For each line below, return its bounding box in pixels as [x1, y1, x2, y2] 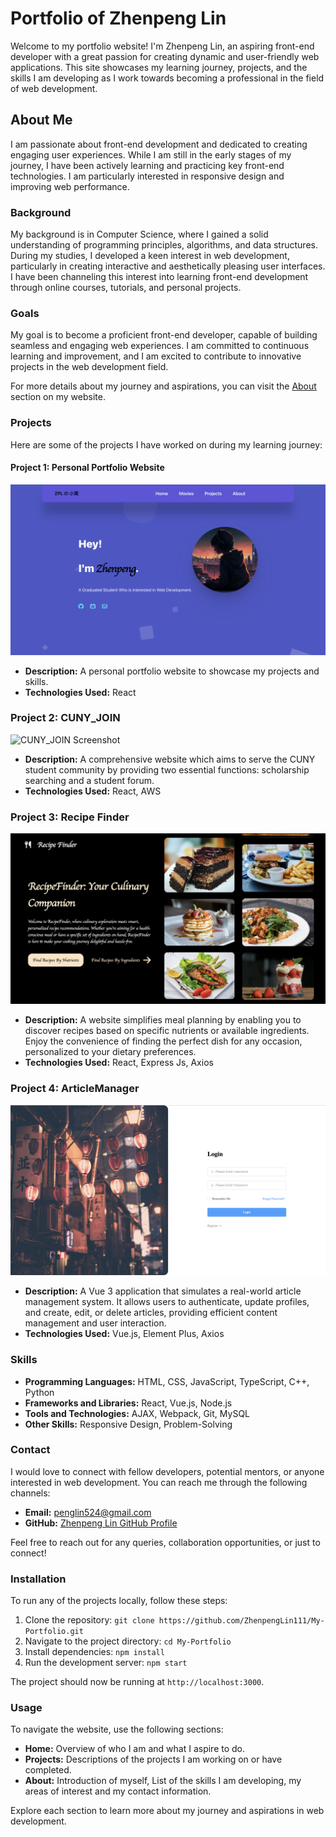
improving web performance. [10, 180, 130, 192]
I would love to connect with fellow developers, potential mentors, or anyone [10, 1465, 325, 1477]
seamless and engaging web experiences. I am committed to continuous [10, 340, 310, 352]
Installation [10, 1572, 67, 1586]
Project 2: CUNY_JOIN [10, 711, 121, 725]
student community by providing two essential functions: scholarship [24, 763, 310, 776]
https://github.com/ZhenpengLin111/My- [158, 1616, 325, 1626]
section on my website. [10, 391, 106, 403]
